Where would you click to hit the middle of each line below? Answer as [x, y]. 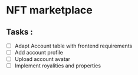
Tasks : [20, 32]
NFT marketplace [49, 10]
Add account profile [39, 53]
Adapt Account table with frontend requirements [73, 46]
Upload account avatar [42, 59]
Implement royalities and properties [58, 66]
